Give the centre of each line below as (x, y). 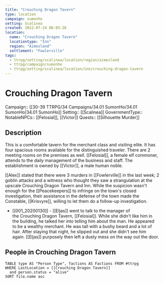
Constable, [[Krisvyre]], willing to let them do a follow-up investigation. (76, 201)
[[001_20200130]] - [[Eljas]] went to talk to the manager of (71, 211)
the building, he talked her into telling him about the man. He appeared (83, 221)
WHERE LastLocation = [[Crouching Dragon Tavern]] (58, 268)
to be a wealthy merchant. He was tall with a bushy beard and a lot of (82, 226)
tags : (11, 55)
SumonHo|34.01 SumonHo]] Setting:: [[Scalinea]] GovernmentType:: (74, 112)
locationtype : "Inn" (30, 42)
